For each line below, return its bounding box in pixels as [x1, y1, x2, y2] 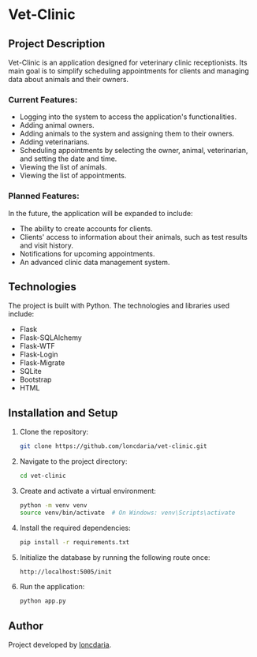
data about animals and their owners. [8, 75, 128, 84]
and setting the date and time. [19, 154, 117, 163]
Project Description [8, 37, 106, 50]
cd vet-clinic [19, 472, 66, 480]
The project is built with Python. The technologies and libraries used [8, 301, 230, 311]
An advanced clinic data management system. [19, 257, 170, 267]
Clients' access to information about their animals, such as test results [19, 232, 248, 241]
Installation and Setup [8, 406, 118, 420]
